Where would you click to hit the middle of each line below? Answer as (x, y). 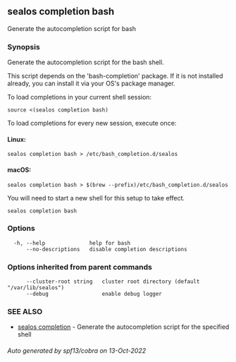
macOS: (19, 169)
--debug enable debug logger (94, 294)
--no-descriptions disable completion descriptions (107, 249)
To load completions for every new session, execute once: (92, 123)
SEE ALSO (25, 312)
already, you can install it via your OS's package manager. (91, 83)
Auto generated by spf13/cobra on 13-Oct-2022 (77, 351)
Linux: (17, 139)
